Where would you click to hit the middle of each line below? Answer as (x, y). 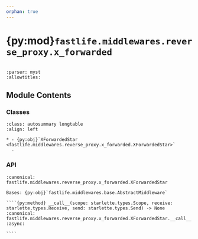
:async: (16, 224)
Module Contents (39, 95)
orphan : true (22, 12)
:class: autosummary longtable (45, 125)
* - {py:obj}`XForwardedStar (42, 140)
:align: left (22, 130)
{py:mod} (30, 40)
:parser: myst (24, 72)
